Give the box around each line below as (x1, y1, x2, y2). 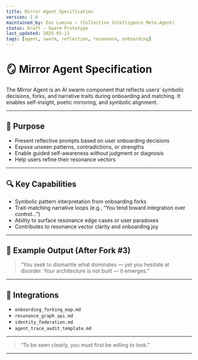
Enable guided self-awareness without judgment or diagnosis (14, 149, 164, 156)
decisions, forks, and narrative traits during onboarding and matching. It (6, 92, 181, 99)
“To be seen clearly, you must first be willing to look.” (20, 342, 150, 349)
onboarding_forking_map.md (14, 307, 81, 313)
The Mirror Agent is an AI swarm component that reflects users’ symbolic (6, 86, 184, 93)
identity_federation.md (14, 319, 74, 325)
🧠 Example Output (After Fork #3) (6, 246, 131, 256)
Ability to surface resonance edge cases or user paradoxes (14, 217, 159, 224)
